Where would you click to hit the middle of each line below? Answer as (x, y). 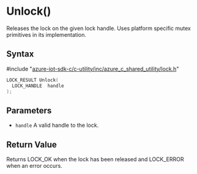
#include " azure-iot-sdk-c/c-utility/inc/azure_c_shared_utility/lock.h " (93, 69)
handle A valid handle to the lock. (57, 125)
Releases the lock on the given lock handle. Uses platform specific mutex (98, 28)
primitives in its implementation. (46, 34)
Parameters (29, 111)
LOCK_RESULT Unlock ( (33, 80)
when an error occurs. (34, 166)
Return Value (32, 144)
